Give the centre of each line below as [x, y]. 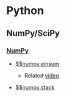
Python [25, 11]
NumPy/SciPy [33, 33]
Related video [42, 75]
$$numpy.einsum [37, 63]
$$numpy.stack [35, 87]
